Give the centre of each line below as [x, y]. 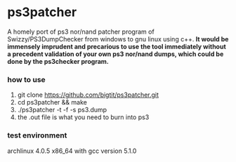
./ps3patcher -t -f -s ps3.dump [62, 110]
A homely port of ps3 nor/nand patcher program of [81, 32]
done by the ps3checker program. [58, 61]
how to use [26, 79]
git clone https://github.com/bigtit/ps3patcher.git [88, 95]
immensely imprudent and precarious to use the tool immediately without [117, 46]
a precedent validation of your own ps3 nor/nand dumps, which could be [116, 54]
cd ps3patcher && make [52, 102]
